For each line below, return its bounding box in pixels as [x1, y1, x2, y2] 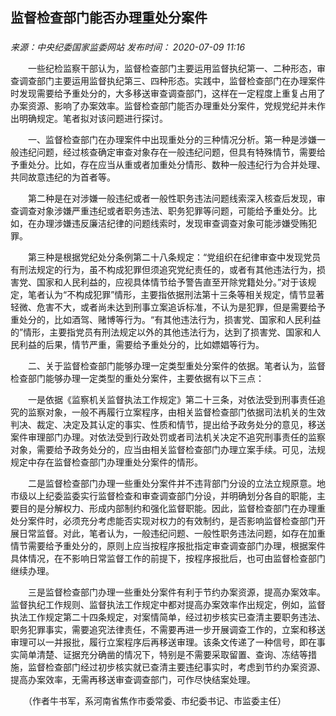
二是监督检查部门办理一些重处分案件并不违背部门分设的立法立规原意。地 [27, 478, 326, 490]
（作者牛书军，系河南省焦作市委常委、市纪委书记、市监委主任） [27, 695, 287, 707]
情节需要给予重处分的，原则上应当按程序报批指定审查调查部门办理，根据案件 [10, 540, 326, 552]
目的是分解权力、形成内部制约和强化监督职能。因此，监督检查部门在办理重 [18, 503, 326, 515]
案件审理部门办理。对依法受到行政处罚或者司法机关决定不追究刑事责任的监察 [10, 431, 326, 443]
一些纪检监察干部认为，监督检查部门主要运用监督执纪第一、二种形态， [27, 63, 317, 75]
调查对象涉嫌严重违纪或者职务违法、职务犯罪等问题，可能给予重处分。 [18, 205, 308, 217]
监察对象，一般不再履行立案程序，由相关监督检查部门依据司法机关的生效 [27, 406, 326, 418]
